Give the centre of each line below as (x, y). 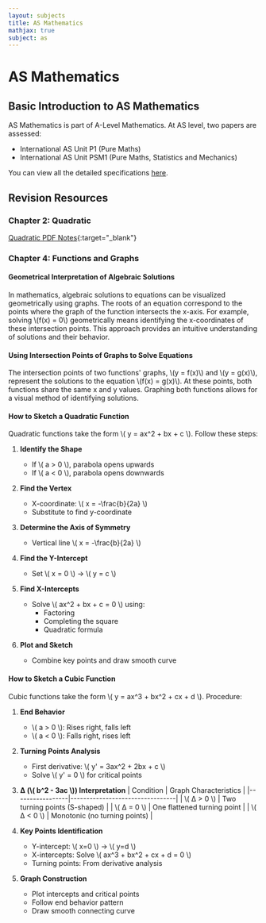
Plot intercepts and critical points (85, 894)
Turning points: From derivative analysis (97, 863)
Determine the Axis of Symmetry (75, 528)
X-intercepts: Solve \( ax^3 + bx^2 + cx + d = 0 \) (112, 855)
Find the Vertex (46, 488)
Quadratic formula (73, 630)
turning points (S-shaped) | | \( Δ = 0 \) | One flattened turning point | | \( (138, 807)
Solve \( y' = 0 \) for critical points (87, 775)
